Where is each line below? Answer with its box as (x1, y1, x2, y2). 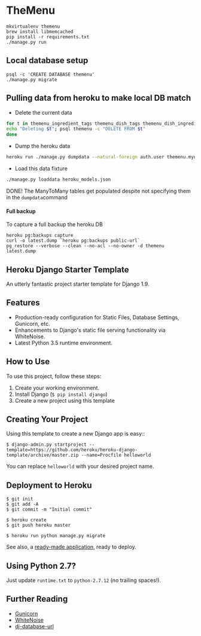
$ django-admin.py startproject (6, 442, 87, 448)
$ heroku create (6, 517, 47, 523)
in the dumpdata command (6, 193, 68, 201)
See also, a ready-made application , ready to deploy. (6, 544, 136, 551)
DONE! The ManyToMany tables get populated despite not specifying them (6, 187, 191, 194)
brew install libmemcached (6, 28, 74, 35)
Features (6, 298, 40, 308)
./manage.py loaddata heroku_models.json (6, 176, 111, 183)
